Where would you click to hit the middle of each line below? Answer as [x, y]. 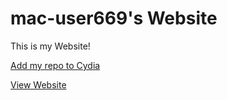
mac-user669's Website [114, 18]
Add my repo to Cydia [55, 65]
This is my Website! [50, 46]
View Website [38, 84]
